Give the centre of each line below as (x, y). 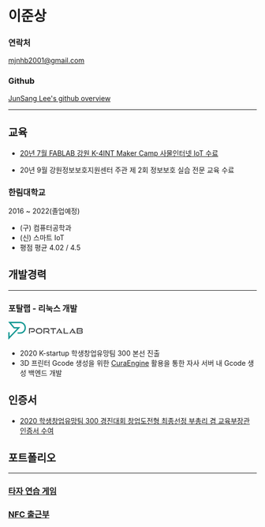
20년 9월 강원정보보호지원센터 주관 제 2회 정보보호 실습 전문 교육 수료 (127, 170)
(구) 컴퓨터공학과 (46, 228)
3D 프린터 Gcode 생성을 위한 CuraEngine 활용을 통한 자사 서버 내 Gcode (132, 363)
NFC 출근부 (29, 514)
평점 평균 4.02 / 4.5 (50, 247)
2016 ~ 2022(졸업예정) (44, 211)
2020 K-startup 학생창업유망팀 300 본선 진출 (90, 353)
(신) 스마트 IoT (42, 237)
